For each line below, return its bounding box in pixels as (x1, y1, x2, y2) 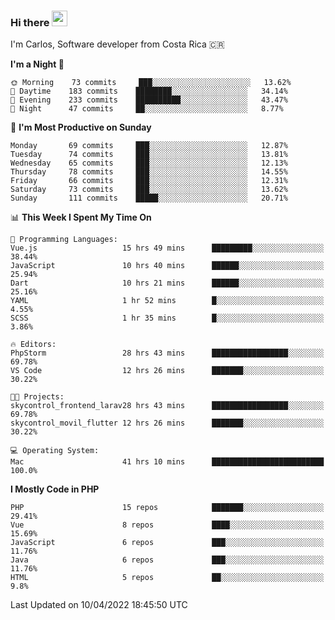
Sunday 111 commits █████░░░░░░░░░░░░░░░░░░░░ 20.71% (10, 193, 288, 204)
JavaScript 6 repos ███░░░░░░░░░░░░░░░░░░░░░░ (10, 538, 325, 548)
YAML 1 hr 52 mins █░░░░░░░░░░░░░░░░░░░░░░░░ (10, 296, 325, 306)
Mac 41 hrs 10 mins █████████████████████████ (10, 457, 325, 467)
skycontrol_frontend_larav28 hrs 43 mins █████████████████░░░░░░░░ (10, 401, 325, 411)
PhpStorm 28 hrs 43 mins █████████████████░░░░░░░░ (10, 348, 325, 359)
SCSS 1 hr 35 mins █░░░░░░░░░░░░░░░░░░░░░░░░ (10, 313, 325, 324)
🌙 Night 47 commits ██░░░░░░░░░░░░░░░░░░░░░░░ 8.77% (10, 104, 284, 114)
